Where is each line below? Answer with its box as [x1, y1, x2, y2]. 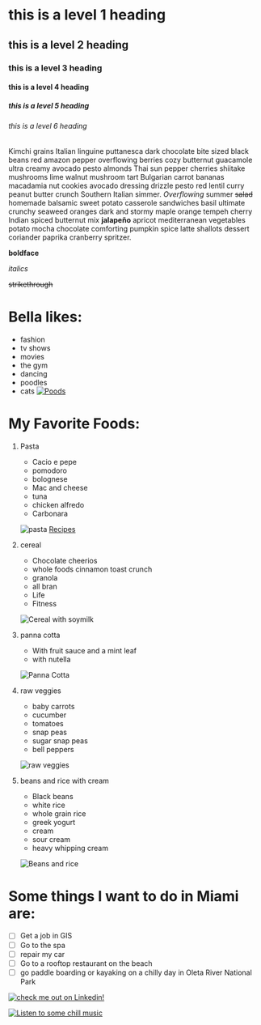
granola [32, 572, 58, 582]
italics [8, 263, 28, 273]
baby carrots [32, 701, 75, 711]
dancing [19, 368, 48, 378]
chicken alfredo [32, 500, 85, 509]
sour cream [32, 834, 71, 844]
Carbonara [32, 508, 69, 518]
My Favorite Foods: [8, 415, 141, 432]
